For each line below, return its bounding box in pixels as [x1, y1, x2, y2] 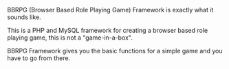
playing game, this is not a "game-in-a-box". [7, 33, 133, 42]
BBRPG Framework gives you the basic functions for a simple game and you [7, 47, 223, 55]
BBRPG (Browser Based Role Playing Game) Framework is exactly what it [7, 6, 214, 14]
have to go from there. [7, 54, 71, 62]
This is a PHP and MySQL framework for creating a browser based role [7, 27, 208, 34]
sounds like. [7, 13, 41, 21]
